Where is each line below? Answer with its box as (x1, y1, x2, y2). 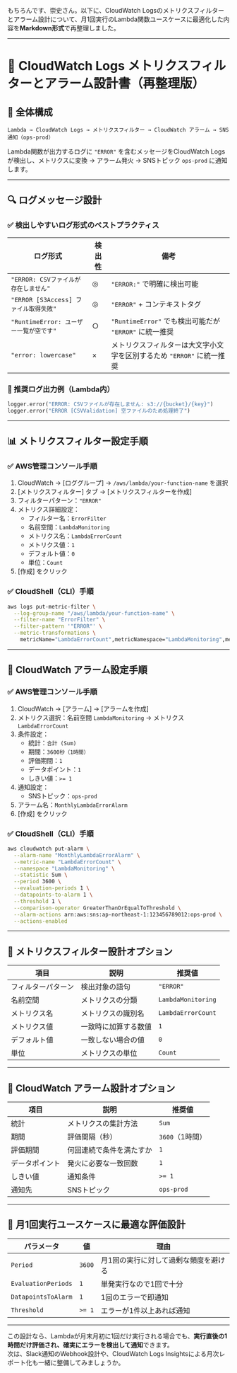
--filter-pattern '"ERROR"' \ (13, 623, 102, 630)
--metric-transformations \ (13, 629, 97, 637)
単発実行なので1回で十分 (100, 1279, 183, 1289)
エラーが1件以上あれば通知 (100, 1305, 190, 1315)
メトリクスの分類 (80, 995, 138, 1005)
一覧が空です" (16, 326, 57, 335)
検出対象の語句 (80, 982, 130, 992)
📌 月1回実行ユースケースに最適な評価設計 (7, 1219, 186, 1231)
